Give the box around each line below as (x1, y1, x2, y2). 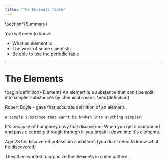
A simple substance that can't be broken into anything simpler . (5, 114, 143, 120)
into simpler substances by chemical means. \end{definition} (5, 94, 130, 100)
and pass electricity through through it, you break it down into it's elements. (5, 129, 160, 135)
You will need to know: (5, 30, 52, 36)
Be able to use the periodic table (12, 51, 79, 57)
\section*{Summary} (5, 21, 48, 27)
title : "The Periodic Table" (5, 7, 66, 12)
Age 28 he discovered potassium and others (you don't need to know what (5, 138, 159, 144)
